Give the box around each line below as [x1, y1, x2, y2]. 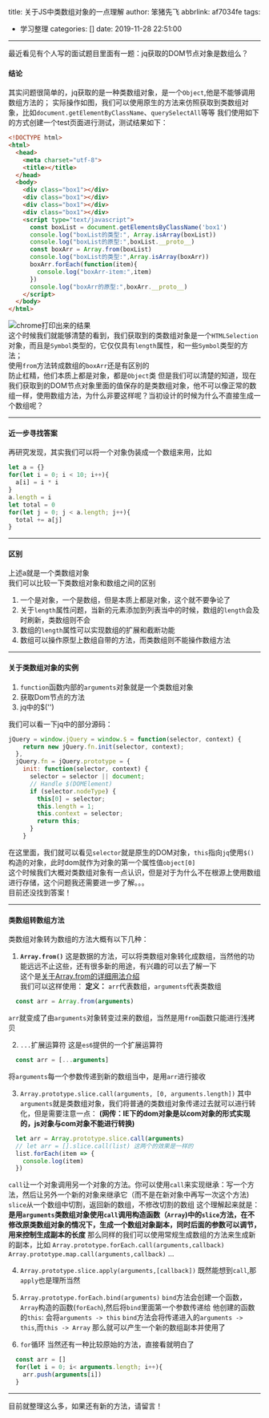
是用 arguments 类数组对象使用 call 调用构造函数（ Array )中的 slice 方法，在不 [8, 1210, 255, 1220]
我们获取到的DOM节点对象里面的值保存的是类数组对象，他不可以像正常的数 [8, 381, 257, 390]
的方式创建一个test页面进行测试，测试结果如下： [8, 118, 168, 127]
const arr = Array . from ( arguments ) [15, 997, 134, 1006]
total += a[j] [15, 515, 62, 523]
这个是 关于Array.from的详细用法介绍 [19, 972, 140, 981]
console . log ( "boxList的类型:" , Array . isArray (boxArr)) [29, 253, 210, 261]
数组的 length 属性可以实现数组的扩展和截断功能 [19, 625, 175, 635]
